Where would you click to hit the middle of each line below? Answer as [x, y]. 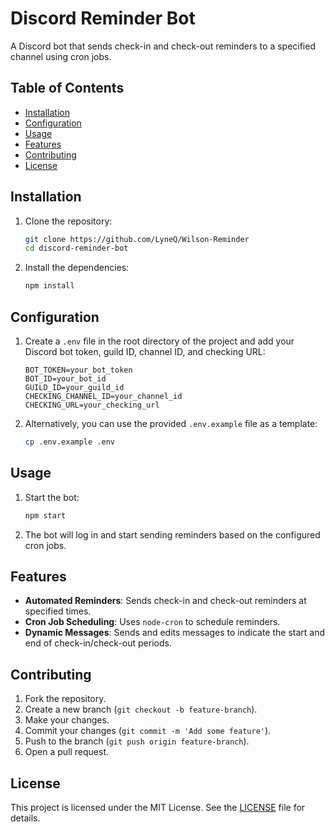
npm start [45, 515]
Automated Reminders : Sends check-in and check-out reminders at [165, 601]
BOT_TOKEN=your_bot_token [78, 370]
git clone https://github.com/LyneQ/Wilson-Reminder [137, 239]
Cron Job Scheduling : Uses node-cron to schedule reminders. [152, 622]
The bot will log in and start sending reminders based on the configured [172, 534]
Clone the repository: [68, 221]
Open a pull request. [67, 752]
